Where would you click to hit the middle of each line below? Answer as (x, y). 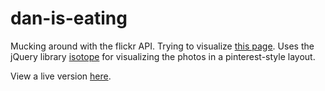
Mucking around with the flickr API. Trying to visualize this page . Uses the (162, 46)
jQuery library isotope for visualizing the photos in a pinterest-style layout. (163, 56)
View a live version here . (61, 76)
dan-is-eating (69, 18)
